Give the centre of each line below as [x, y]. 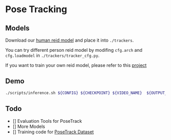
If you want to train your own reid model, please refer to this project [76, 65]
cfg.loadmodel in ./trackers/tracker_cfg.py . [52, 55]
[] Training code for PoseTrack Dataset [53, 132]
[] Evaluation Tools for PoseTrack [47, 121]
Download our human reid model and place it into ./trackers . [69, 40]
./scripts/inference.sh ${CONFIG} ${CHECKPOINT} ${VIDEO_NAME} [74, 93]
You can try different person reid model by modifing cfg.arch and [74, 50]
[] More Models [29, 126]
